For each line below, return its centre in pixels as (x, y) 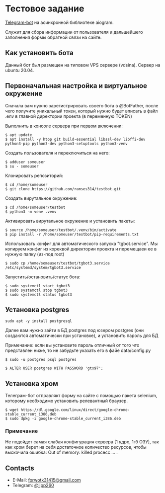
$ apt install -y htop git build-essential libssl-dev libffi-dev (75, 139)
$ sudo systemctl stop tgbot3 (37, 290)
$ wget (12, 410)
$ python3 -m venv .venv (31, 212)
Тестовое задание (45, 9)
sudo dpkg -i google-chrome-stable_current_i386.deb (65, 419)
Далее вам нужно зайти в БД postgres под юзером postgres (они (75, 330)
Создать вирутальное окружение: (41, 198)
